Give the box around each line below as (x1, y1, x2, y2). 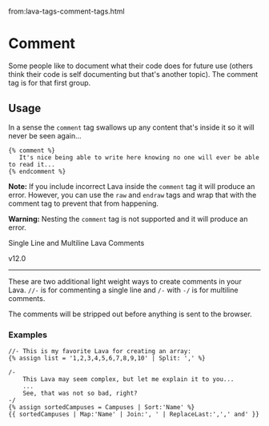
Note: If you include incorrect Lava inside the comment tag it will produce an (8, 181, 255, 191)
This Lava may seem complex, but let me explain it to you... (22, 376, 235, 384)
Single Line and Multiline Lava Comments (8, 238, 145, 247)
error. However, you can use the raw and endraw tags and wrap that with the (8, 190, 257, 199)
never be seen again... (8, 131, 82, 140)
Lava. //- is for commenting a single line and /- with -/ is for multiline (8, 285, 239, 295)
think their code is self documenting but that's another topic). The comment (8, 70, 259, 79)
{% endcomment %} (8, 167, 66, 175)
